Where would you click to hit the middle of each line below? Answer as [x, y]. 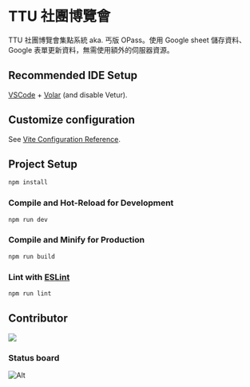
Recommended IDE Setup [73, 75]
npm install [28, 183]
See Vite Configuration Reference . [65, 139]
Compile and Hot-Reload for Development [91, 203]
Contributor [38, 319]
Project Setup [43, 164]
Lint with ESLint [39, 277]
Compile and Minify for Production [77, 240]
